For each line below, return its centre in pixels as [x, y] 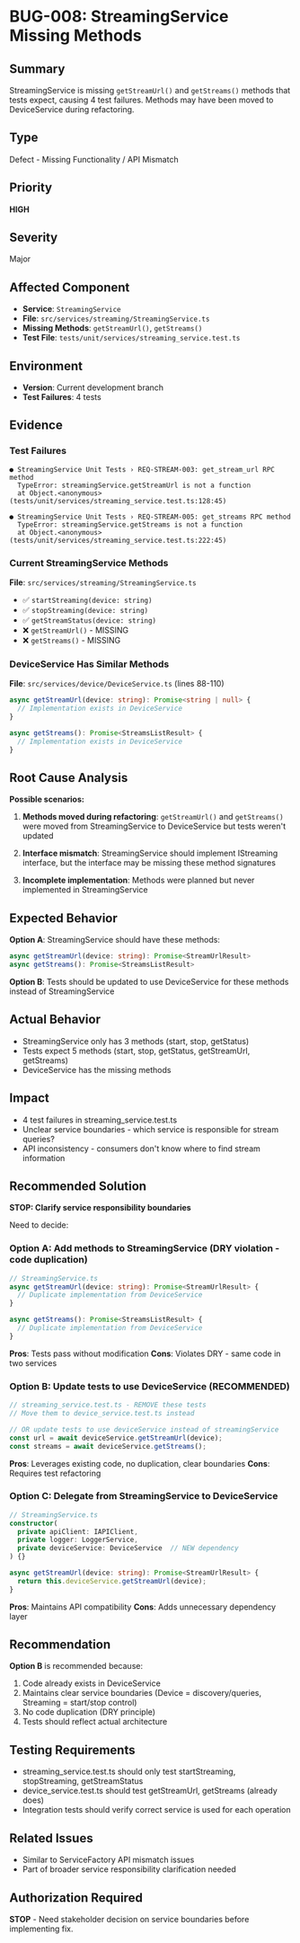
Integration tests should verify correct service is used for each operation [156, 1810]
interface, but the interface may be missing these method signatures [149, 863]
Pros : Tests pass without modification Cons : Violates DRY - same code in [145, 1353]
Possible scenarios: [47, 799]
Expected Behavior [64, 918]
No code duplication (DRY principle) [88, 1712]
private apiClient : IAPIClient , [78, 1531]
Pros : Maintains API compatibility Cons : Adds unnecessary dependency [143, 1607]
